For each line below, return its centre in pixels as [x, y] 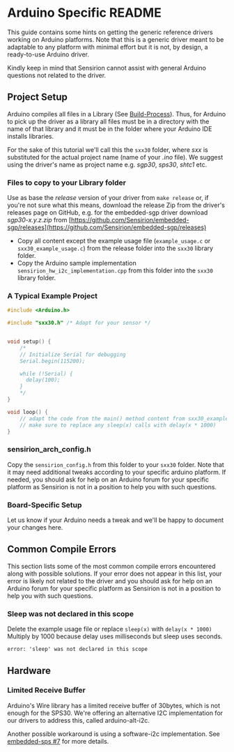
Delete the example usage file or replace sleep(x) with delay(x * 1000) [110, 629]
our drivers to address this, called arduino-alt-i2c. [78, 720]
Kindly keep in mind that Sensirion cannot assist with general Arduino [107, 68]
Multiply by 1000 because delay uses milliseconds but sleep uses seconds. [115, 636]
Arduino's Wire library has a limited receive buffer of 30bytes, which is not [114, 705]
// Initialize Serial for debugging [73, 354]
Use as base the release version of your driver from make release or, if [108, 198]
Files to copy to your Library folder [67, 183]
